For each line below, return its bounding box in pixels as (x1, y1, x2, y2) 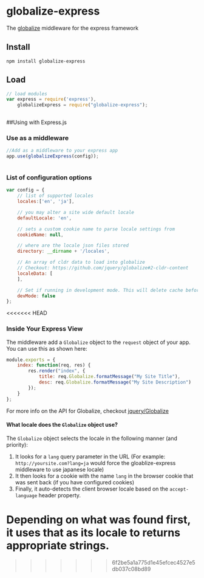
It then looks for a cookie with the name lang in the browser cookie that (15, 472, 194, 480)
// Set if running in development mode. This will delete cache (17, 287, 183, 293)
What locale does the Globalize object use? (6, 421, 118, 428)
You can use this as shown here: (6, 345, 87, 352)
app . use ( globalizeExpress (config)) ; (6, 153, 99, 159)
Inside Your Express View (6, 325, 83, 333)
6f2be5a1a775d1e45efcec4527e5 (112, 559, 195, 566)
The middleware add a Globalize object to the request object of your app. (6, 339, 191, 346)
